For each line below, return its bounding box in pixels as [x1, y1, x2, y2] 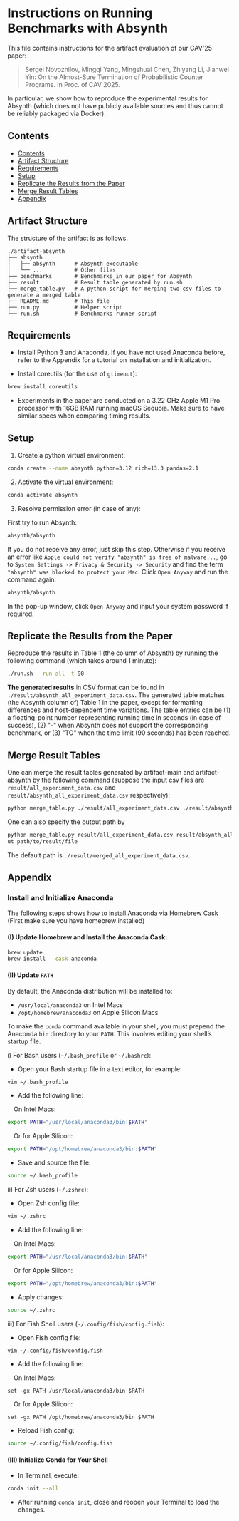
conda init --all [7, 1485, 59, 1492]
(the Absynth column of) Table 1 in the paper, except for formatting [7, 698, 203, 707]
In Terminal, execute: [17, 1471, 80, 1480]
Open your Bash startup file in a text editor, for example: [17, 1064, 182, 1073]
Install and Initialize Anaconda [7, 893, 114, 902]
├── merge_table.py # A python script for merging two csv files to [7, 285, 221, 292]
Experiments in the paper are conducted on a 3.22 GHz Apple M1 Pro [17, 396, 221, 405]
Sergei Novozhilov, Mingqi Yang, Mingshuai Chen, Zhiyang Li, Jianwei [24, 65, 230, 73]
